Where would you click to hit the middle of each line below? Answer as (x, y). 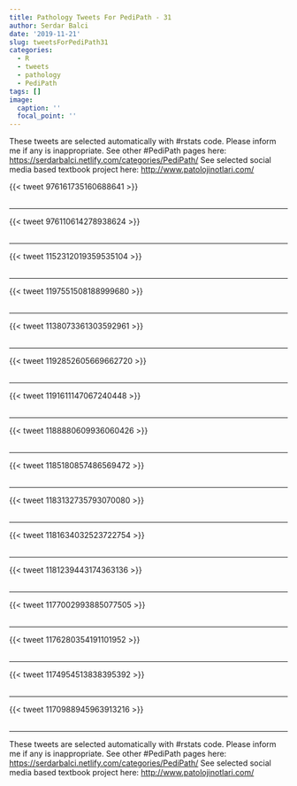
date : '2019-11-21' (45, 34)
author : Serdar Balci (49, 26)
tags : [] (25, 91)
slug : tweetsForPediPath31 (59, 42)
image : (21, 100)
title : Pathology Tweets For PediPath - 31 (91, 17)
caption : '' (39, 108)
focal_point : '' (47, 116)
